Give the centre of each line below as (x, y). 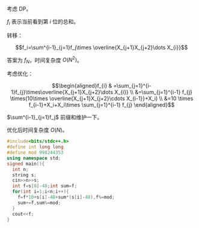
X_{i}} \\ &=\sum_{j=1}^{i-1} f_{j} (154, 92)
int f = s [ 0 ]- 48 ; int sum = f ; (45, 186)
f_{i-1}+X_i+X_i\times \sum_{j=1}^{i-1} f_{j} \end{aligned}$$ (102, 105)
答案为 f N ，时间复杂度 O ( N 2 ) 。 (45, 60)
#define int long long (35, 147)
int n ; (20, 169)
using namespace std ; (34, 158)
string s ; (24, 175)
